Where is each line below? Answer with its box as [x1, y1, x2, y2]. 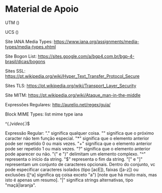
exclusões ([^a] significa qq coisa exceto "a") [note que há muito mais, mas [5, 171, 157, 177]
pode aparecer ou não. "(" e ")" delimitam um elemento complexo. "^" [5, 151, 146, 157]
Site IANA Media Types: [5, 38, 53, 45]
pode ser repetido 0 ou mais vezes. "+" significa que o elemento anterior [5, 141, 152, 146]
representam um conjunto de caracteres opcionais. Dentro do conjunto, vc [5, 161, 156, 167]
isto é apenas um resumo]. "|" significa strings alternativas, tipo [5, 177, 134, 183]
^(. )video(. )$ [5, 121, 30, 126]
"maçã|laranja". [5, 182, 36, 188]
